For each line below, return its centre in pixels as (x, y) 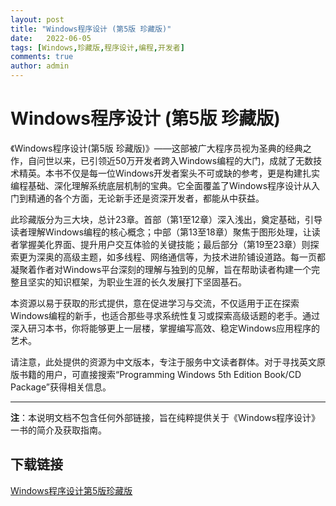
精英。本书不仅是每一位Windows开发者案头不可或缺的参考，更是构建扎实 (169, 173)
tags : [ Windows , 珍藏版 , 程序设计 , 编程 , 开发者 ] (97, 47)
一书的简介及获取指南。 (58, 430)
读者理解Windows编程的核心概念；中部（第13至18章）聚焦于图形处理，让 (161, 232)
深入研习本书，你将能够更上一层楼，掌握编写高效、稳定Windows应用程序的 (165, 328)
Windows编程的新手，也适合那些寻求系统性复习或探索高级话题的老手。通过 (165, 315)
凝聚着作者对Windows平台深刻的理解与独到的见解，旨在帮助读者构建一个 (161, 269)
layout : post (37, 19)
